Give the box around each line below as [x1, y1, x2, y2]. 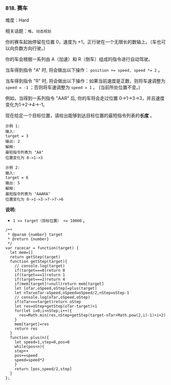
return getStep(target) [10, 254, 60, 260]
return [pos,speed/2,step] [14, 367, 72, 372]
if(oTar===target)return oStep [14, 300, 81, 305]
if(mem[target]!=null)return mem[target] [14, 282, 104, 287]
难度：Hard [5, 17, 29, 24]
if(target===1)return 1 [14, 272, 66, 277]
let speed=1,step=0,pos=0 [14, 339, 70, 345]
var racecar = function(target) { [5, 246, 79, 251]
